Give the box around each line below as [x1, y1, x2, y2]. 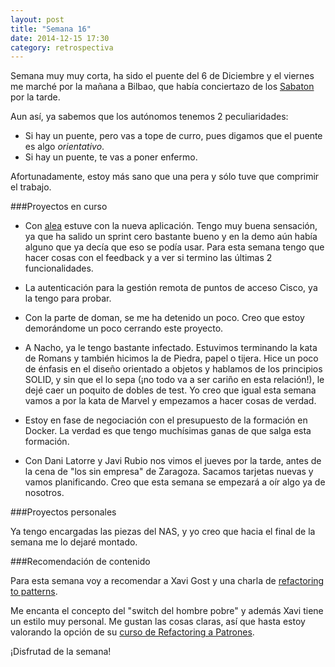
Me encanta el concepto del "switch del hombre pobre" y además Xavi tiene [10, 605, 324, 617]
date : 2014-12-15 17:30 [10, 33, 110, 43]
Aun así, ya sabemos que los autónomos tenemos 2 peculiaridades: [10, 111, 289, 123]
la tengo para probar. [24, 292, 112, 305]
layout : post [10, 14, 65, 25]
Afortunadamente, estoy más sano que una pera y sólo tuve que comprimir [10, 171, 320, 183]
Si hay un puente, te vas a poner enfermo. [24, 151, 198, 163]
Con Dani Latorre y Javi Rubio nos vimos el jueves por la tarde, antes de [24, 455, 322, 467]
